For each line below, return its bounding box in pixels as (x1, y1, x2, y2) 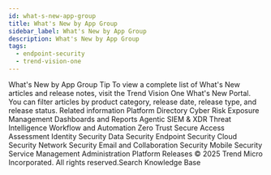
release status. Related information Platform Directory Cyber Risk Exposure (8, 105, 260, 115)
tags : (8, 42, 27, 50)
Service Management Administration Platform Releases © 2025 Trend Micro (8, 148, 264, 159)
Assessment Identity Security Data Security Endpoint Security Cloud (8, 131, 238, 141)
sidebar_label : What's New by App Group (8, 27, 148, 35)
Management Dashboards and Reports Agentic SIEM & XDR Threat (8, 114, 231, 124)
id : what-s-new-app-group (8, 11, 96, 20)
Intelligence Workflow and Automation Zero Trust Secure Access (8, 123, 225, 133)
